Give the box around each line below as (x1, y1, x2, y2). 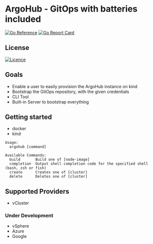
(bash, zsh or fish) (5, 166, 47, 170)
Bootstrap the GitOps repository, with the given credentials (12, 89, 129, 94)
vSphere (12, 223, 29, 229)
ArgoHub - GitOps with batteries (5, 3, 138, 15)
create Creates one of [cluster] (9, 170, 88, 175)
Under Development (5, 212, 53, 219)
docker (12, 126, 27, 132)
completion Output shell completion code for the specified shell (9, 161, 149, 167)
